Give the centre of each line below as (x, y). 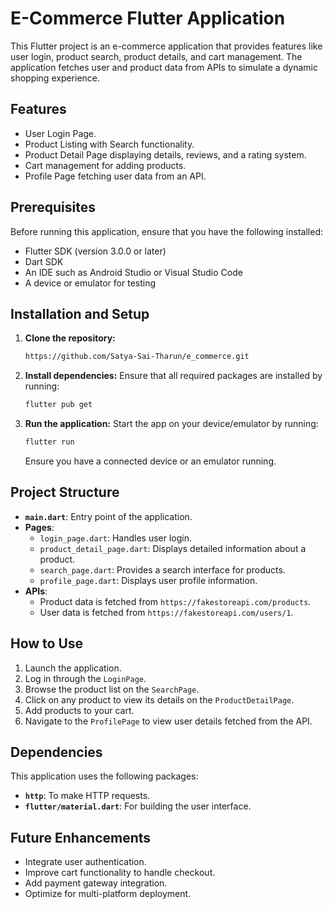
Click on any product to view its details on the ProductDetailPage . (159, 699)
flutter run (49, 442)
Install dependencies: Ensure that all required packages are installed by (173, 376)
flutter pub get (58, 405)
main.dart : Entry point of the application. (108, 516)
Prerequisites (53, 207)
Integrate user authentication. (85, 862)
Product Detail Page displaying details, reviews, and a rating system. (165, 154)
